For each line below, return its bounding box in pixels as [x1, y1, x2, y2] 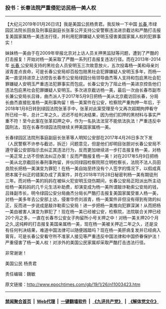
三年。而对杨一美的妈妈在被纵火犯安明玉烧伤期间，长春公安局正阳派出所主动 [5, 178, 161, 184]
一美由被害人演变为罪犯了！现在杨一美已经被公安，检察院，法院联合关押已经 [5, 209, 161, 215]
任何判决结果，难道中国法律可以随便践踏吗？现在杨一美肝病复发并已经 [9, 227, 152, 233]
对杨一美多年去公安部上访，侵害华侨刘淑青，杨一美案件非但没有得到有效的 [5, 196, 157, 202]
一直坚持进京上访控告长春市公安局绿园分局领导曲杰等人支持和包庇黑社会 [9, 75, 157, 81]
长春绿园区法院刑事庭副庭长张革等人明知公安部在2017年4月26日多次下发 [5, 135, 153, 141]
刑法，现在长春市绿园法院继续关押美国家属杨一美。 [9, 124, 114, 130]
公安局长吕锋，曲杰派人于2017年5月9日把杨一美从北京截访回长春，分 [13, 93, 154, 99]
